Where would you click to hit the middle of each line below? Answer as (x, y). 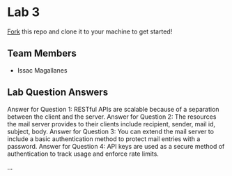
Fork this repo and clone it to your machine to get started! (90, 31)
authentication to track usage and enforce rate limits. (83, 154)
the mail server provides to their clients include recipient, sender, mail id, (111, 124)
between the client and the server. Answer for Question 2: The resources (112, 117)
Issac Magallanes (42, 70)
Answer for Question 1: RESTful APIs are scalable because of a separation (113, 109)
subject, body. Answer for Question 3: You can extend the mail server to (111, 131)
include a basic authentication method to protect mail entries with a (104, 139)
